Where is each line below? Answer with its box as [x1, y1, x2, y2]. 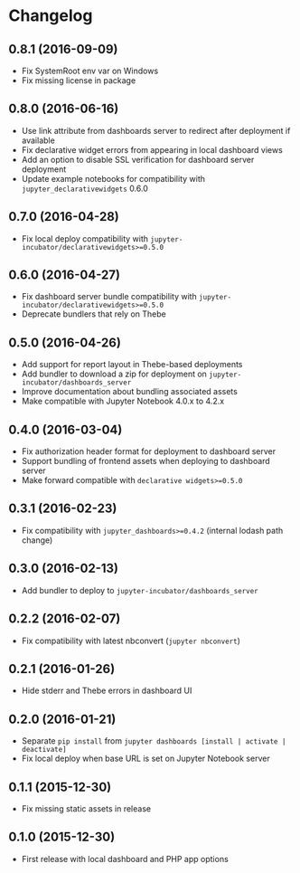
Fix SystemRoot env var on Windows [21, 65, 159, 76]
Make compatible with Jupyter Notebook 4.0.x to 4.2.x [21, 395, 225, 407]
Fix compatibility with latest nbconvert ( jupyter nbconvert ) [21, 635, 241, 646]
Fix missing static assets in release [21, 802, 151, 814]
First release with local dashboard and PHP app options [21, 853, 230, 864]
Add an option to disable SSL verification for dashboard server [21, 154, 255, 165]
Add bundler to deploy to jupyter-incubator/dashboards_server [21, 584, 258, 595]
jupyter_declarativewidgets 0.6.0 [21, 183, 148, 194]
